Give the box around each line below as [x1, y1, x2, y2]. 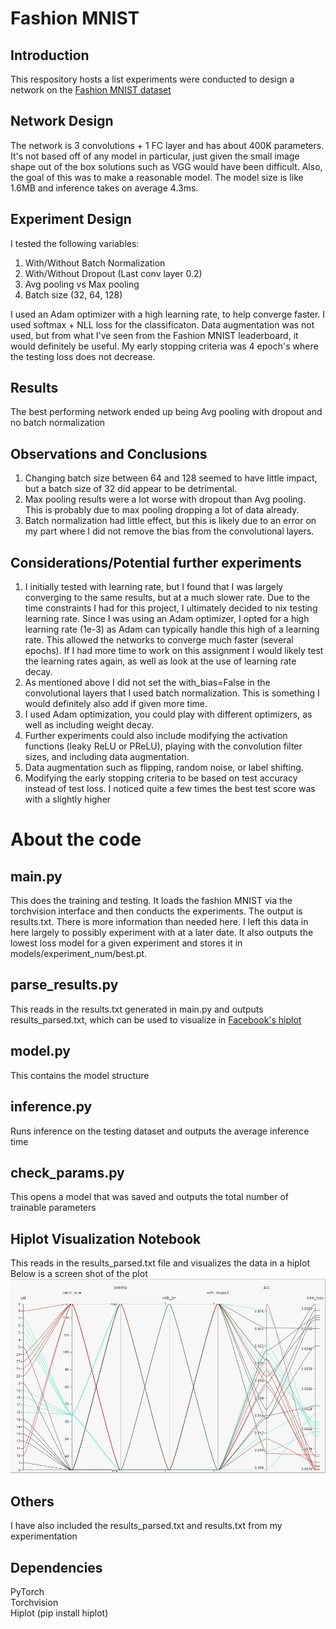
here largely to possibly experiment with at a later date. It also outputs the [10, 927, 314, 939]
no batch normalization [10, 417, 106, 429]
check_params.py [10, 1164, 125, 1181]
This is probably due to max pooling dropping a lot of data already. [24, 504, 300, 516]
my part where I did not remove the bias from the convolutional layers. [24, 525, 315, 537]
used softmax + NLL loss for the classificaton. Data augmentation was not [10, 318, 315, 331]
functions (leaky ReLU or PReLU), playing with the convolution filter [24, 740, 303, 752]
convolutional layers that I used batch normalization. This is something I [24, 687, 320, 699]
